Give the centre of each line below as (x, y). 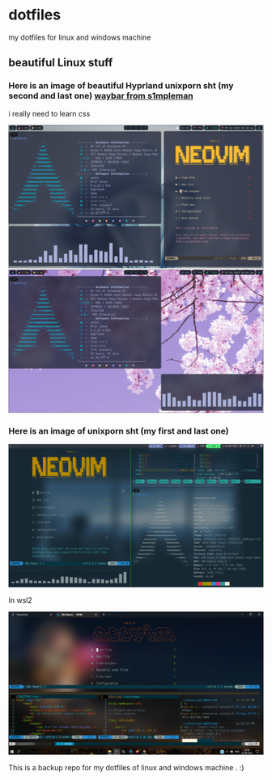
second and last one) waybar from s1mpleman (101, 96)
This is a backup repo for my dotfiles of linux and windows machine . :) (126, 767)
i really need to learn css (49, 113)
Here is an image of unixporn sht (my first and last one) (119, 430)
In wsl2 (20, 600)
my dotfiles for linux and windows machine (80, 37)
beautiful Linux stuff (61, 63)
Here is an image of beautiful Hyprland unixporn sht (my (121, 86)
